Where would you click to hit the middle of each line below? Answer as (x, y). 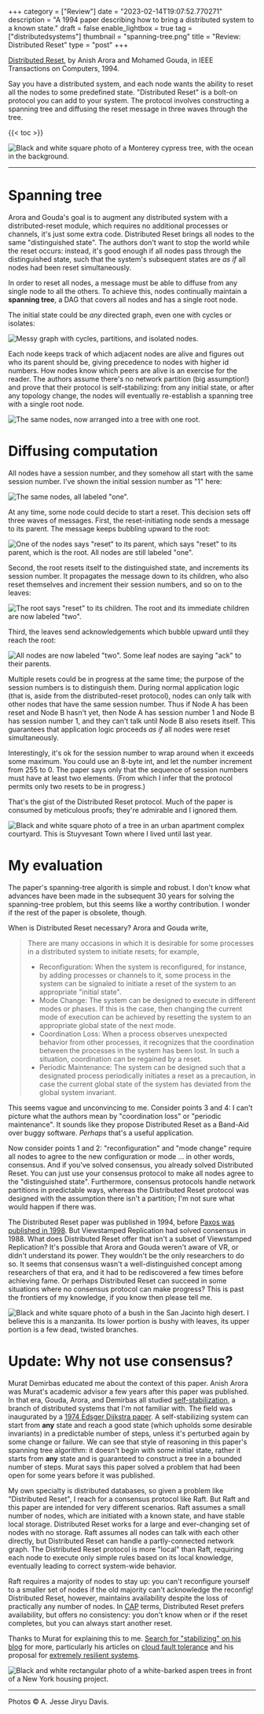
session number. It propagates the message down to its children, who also (128, 576)
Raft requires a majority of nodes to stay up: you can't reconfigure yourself (129, 1581)
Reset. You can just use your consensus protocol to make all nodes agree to (131, 1173)
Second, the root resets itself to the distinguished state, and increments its (128, 568)
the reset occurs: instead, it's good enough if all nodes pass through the (125, 251)
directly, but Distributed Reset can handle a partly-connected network (121, 1541)
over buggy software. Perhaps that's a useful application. (101, 1133)
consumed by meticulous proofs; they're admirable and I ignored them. (123, 810)
